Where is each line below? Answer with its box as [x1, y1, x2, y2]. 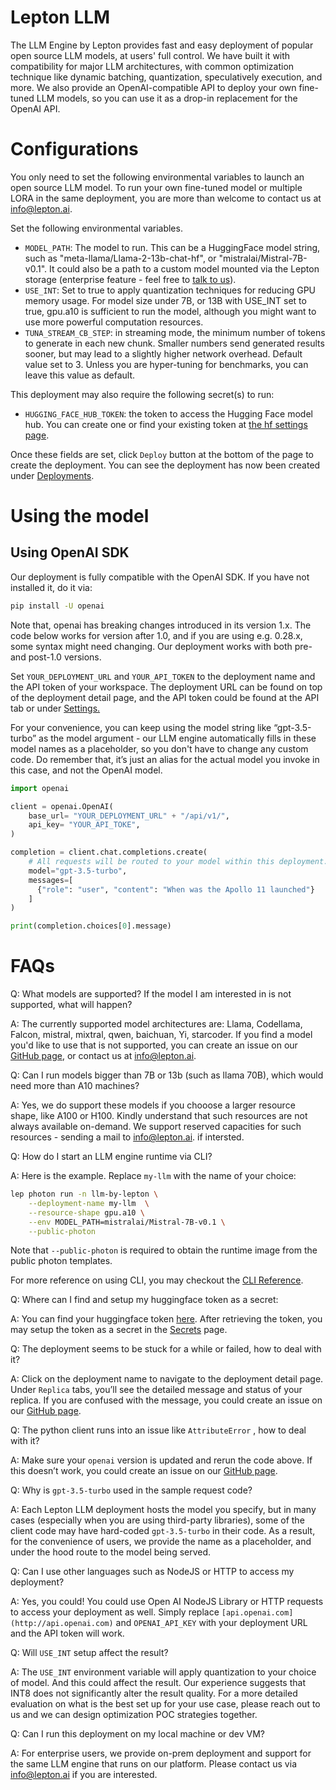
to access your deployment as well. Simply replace [10, 1606, 220, 1618]
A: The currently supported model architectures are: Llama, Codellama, [10, 1018, 303, 1030]
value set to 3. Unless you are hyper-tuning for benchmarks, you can [24, 358, 309, 370]
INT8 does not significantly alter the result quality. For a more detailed [10, 1687, 298, 1700]
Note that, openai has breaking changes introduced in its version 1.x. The [10, 619, 312, 631]
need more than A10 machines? [10, 1080, 140, 1092]
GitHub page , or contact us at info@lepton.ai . [10, 1050, 197, 1062]
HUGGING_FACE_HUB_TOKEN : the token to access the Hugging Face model [24, 407, 313, 420]
